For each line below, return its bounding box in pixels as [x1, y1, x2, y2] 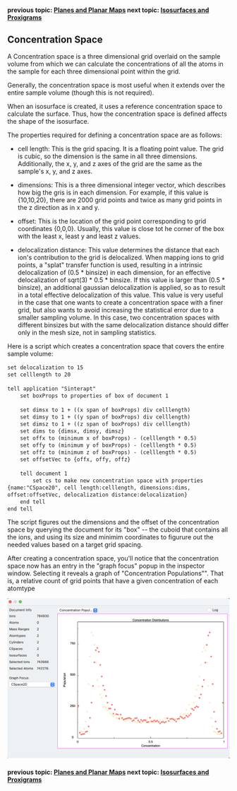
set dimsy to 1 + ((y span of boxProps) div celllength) [20, 414, 191, 421]
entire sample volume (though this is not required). [7, 88, 154, 97]
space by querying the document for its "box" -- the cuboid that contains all [7, 525, 228, 534]
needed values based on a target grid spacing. [7, 541, 143, 549]
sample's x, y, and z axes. [17, 167, 93, 176]
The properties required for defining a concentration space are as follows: [7, 131, 222, 139]
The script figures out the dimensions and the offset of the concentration [7, 518, 219, 527]
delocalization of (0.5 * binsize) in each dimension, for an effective [17, 269, 211, 277]
